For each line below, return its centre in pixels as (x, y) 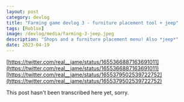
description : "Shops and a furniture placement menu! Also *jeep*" (93, 39)
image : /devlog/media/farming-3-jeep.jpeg (60, 34)
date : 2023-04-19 (28, 45)
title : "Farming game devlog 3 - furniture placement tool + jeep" (93, 23)
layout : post (23, 12)
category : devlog (28, 17)
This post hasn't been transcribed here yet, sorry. (68, 92)
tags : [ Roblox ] (25, 28)
